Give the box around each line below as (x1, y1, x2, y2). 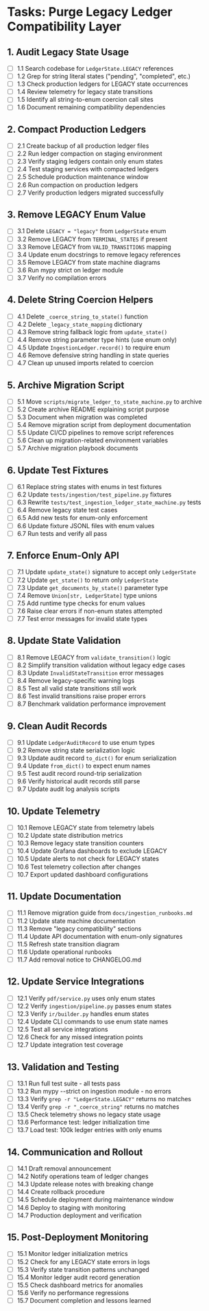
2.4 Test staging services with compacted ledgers (16, 165, 159, 173)
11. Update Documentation (7, 891, 121, 902)
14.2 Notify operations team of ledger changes (16, 1172, 149, 1180)
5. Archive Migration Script (7, 379, 125, 391)
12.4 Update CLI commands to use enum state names (16, 1017, 169, 1026)
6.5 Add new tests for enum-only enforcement (16, 514, 148, 522)
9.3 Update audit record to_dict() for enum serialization (16, 754, 177, 762)
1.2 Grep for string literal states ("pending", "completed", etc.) (16, 72, 190, 80)
